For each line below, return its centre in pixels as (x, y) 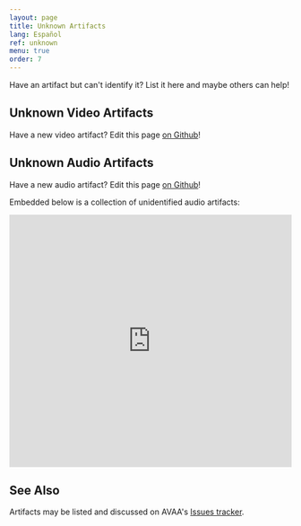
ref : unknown (34, 43)
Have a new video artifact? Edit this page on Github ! (105, 135)
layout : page (34, 18)
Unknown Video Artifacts (82, 113)
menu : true (30, 51)
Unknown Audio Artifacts (82, 163)
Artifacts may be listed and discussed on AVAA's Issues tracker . (127, 512)
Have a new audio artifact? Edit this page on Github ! (105, 184)
